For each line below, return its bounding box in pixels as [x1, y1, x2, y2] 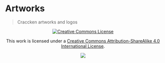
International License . [61, 43, 105, 49]
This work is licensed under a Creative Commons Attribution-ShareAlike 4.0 [6, 38, 160, 44]
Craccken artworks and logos [17, 19, 78, 25]
